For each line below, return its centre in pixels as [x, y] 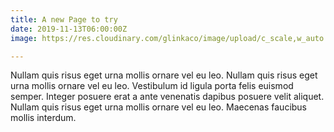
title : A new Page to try [64, 19]
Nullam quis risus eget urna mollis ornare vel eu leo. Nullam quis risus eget [164, 75]
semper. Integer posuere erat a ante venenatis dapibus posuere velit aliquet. [167, 97]
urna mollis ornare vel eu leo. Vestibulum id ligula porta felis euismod [152, 86]
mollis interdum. [43, 118]
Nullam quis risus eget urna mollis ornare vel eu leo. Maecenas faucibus [159, 107]
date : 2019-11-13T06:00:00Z [69, 29]
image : [24, 38]
